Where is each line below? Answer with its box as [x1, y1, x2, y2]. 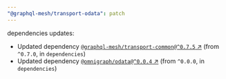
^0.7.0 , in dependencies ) [17, 49, 86, 58]
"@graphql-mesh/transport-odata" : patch [7, 10, 126, 17]
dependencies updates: [7, 29, 75, 37]
